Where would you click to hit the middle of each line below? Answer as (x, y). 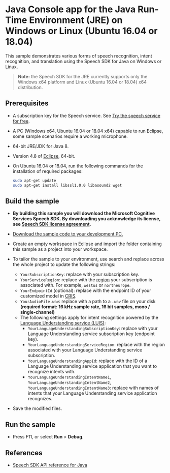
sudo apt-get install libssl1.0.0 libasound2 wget (67, 185)
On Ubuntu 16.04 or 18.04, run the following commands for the (78, 166)
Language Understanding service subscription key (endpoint (91, 334)
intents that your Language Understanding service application (92, 393)
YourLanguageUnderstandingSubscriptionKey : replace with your (93, 329)
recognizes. (40, 399)
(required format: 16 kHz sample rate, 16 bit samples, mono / (85, 307)
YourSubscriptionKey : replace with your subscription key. (80, 274)
